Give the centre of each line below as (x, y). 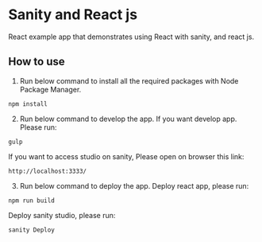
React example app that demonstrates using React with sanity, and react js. (131, 37)
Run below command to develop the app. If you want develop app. (128, 119)
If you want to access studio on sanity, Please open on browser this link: (126, 156)
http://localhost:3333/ (48, 171)
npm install (28, 104)
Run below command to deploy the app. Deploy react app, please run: (134, 185)
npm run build (32, 201)
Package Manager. (50, 89)
